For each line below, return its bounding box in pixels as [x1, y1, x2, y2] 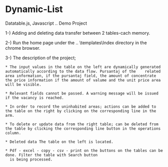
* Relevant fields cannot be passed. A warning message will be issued [5, 91, 158, 96]
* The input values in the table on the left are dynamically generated [5, 64, 161, 69]
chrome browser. [5, 45, 41, 51]
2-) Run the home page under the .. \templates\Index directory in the [5, 39, 147, 46]
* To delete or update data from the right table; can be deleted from [5, 122, 158, 127]
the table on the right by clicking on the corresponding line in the [5, 108, 156, 114]
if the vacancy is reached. [5, 95, 64, 100]
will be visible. [5, 82, 42, 87]
